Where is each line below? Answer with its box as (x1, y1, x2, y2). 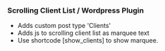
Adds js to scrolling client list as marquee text (17, 29, 149, 37)
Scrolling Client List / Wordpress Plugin (7, 6, 145, 15)
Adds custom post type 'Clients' (17, 22, 111, 30)
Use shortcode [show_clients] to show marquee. (17, 36, 159, 45)
